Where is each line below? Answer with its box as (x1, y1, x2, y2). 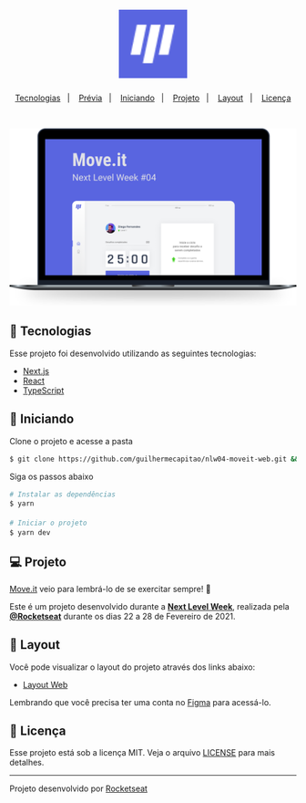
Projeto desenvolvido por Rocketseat (9, 783, 148, 794)
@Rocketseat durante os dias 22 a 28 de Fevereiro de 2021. (9, 610, 236, 621)
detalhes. (9, 757, 45, 768)
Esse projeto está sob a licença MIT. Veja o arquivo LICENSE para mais (9, 747, 276, 758)
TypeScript (22, 384, 65, 396)
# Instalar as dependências (9, 489, 117, 499)
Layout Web (22, 679, 68, 690)
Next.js (22, 365, 50, 376)
